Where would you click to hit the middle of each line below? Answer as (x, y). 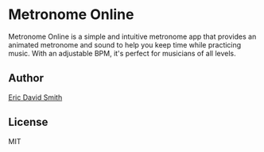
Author (26, 78)
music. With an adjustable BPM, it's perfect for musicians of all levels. (122, 53)
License (28, 122)
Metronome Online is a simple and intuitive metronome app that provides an (132, 36)
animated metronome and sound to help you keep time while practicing (125, 44)
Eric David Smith (35, 97)
